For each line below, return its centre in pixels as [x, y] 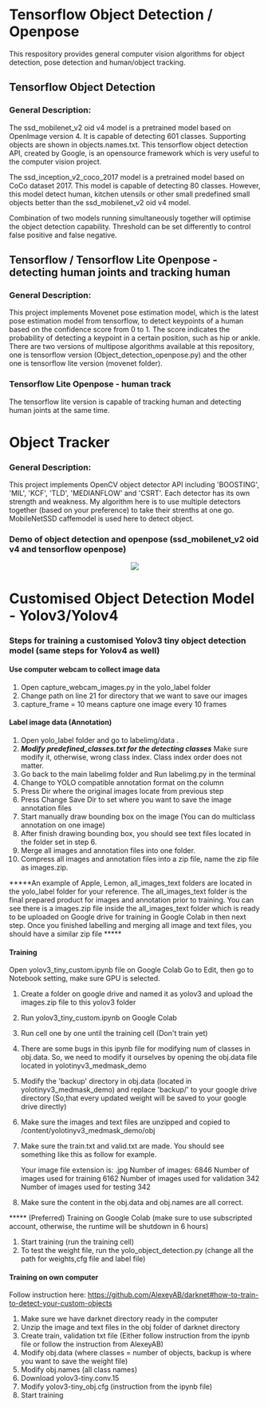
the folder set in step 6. [59, 842]
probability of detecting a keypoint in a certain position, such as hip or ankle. [135, 338]
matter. [32, 765]
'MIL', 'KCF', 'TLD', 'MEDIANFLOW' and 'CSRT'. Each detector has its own [130, 494]
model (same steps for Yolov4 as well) [85, 650]
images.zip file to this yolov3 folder [78, 1002]
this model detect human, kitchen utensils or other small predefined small [130, 194]
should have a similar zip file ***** [65, 934]
